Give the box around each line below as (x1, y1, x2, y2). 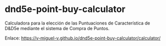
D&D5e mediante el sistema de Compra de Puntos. (5, 25, 110, 31)
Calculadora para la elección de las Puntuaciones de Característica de (5, 20, 150, 26)
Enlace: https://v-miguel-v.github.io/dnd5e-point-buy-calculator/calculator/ (5, 35, 161, 41)
